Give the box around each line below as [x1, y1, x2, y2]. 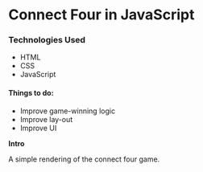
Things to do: [8, 88, 54, 98]
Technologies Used [8, 35, 86, 46]
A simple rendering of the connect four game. [8, 154, 160, 164]
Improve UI [19, 123, 57, 133]
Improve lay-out [19, 114, 73, 124]
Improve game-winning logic [19, 106, 115, 116]
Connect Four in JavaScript [8, 6, 195, 24]
